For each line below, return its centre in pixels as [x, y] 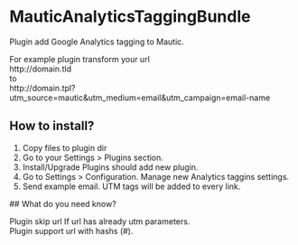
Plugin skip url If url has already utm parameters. [100, 221]
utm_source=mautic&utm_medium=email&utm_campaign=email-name [140, 98]
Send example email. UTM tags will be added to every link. [131, 186]
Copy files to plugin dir [65, 147]
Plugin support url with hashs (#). [71, 231]
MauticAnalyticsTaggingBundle [130, 17]
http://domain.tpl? [42, 88]
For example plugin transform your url [80, 59]
